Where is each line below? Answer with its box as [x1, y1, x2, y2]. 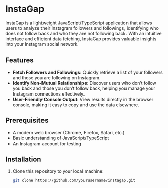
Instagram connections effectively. [12, 90, 85, 97]
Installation [5, 155, 41, 163]
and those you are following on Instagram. [12, 74, 101, 81]
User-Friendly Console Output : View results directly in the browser [12, 96, 154, 102]
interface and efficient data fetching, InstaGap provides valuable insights [5, 36, 157, 42]
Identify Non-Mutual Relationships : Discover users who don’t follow [12, 80, 157, 86]
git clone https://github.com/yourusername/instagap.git [12, 178, 136, 183]
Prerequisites [5, 116, 49, 125]
